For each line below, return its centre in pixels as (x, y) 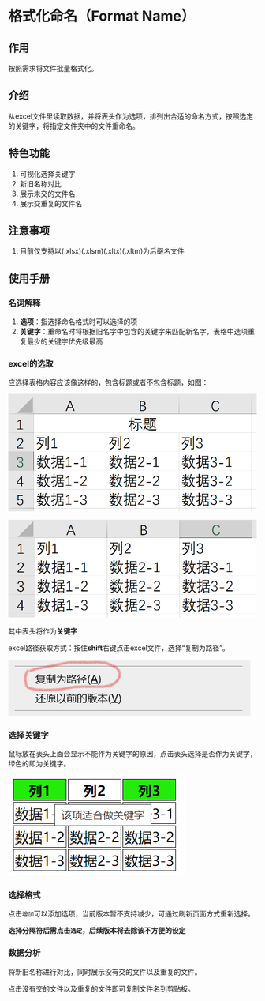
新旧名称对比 (40, 183)
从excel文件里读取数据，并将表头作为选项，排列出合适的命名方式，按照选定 (131, 116)
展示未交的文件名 (47, 194)
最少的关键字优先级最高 (65, 341)
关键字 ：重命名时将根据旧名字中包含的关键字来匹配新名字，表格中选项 (134, 332)
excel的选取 (31, 364)
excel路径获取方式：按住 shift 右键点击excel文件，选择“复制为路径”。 (119, 648)
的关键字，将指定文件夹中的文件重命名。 (74, 126)
